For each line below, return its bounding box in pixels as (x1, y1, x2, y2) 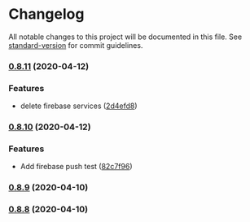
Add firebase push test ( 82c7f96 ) (20, 162, 133, 172)
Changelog (8, 5, 85, 24)
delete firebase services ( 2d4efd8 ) (20, 101, 138, 111)
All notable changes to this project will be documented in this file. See (8, 32, 243, 41)
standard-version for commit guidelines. (8, 40, 143, 50)
